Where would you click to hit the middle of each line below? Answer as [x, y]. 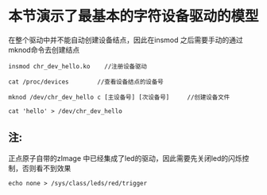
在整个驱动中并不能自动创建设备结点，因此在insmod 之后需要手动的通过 [126, 40]
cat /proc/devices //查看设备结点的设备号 [86, 82]
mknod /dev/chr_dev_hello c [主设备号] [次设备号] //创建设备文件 [119, 97]
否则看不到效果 [46, 168]
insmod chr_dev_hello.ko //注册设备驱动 [77, 66]
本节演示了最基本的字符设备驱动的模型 [134, 16]
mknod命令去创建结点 [44, 49]
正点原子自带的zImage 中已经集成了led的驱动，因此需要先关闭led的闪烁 [125, 158]
